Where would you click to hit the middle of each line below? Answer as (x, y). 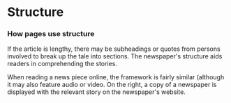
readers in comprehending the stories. (62, 64)
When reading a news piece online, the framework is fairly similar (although (116, 77)
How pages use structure (51, 34)
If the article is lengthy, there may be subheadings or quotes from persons (114, 49)
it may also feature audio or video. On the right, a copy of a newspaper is (112, 85)
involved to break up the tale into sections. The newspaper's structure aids (115, 56)
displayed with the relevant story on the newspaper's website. (97, 92)
